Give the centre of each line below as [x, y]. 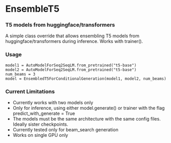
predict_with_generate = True [44, 113]
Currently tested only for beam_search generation [65, 130]
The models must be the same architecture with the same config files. [87, 119]
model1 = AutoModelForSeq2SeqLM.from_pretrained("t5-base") [71, 65]
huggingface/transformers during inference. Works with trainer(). [74, 41]
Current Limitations [30, 91]
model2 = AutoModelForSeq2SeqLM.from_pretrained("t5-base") [71, 69]
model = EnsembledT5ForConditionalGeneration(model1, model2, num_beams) [86, 79]
